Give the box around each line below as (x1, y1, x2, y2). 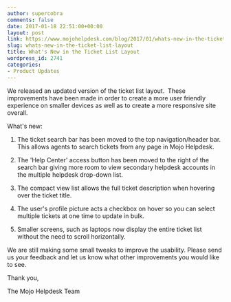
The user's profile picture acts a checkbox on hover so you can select (16, 204, 215, 213)
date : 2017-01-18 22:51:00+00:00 (7, 23, 103, 30)
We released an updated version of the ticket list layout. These (7, 87, 186, 95)
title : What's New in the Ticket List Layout (7, 49, 140, 56)
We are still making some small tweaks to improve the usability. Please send (7, 246, 222, 254)
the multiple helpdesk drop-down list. (16, 170, 124, 179)
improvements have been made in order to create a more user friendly (7, 94, 206, 102)
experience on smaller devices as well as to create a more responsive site (7, 101, 217, 109)
